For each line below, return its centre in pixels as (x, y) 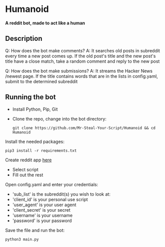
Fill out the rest (28, 175)
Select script (25, 169)
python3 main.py (22, 239)
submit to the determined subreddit (42, 81)
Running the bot (31, 97)
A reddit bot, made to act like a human (45, 23)
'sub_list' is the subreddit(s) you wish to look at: (61, 194)
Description (24, 39)
